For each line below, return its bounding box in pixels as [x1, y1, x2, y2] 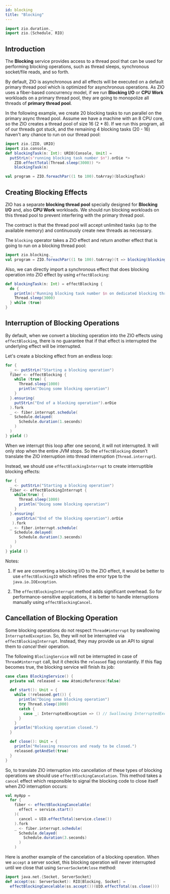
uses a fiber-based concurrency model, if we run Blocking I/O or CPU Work [5, 90, 163, 96]
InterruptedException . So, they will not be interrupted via [5, 632, 125, 638]
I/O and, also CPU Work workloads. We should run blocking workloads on [5, 207, 159, 213]
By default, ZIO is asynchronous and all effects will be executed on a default [5, 79, 164, 85]
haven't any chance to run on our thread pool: [5, 132, 101, 138]
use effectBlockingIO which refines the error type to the [12, 573, 131, 579]
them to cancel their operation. [5, 643, 70, 649]
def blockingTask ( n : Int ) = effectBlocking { [5, 281, 103, 287]
